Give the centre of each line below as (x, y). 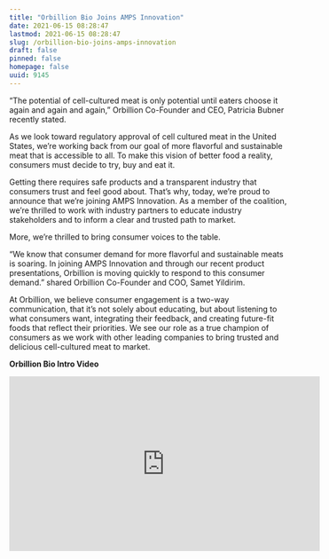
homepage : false (39, 67)
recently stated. (38, 119)
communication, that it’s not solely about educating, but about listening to (143, 309)
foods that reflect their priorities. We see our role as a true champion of (139, 327)
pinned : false (35, 59)
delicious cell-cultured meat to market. (80, 346)
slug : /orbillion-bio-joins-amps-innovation (93, 42)
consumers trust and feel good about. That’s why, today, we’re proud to (140, 191)
